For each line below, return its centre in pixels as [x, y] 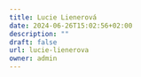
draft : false [33, 42]
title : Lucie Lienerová [53, 17]
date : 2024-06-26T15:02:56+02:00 [71, 26]
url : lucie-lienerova [49, 50]
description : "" [39, 34]
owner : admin [33, 58]
